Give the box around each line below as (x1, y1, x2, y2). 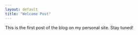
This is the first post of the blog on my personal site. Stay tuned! (5, 24, 134, 30)
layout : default (5, 7, 38, 12)
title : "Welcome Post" (5, 12, 51, 16)
